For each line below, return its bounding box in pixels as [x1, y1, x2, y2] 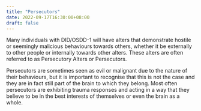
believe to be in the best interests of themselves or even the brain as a [6, 92, 180, 100]
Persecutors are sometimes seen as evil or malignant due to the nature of [6, 67, 188, 74]
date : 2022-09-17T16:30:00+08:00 [6, 14, 90, 20]
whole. [6, 99, 23, 106]
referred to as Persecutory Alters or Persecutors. [6, 55, 127, 63]
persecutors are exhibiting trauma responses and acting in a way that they [6, 86, 190, 94]
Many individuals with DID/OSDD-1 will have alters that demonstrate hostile [6, 37, 191, 44]
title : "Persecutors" [6, 8, 61, 15]
